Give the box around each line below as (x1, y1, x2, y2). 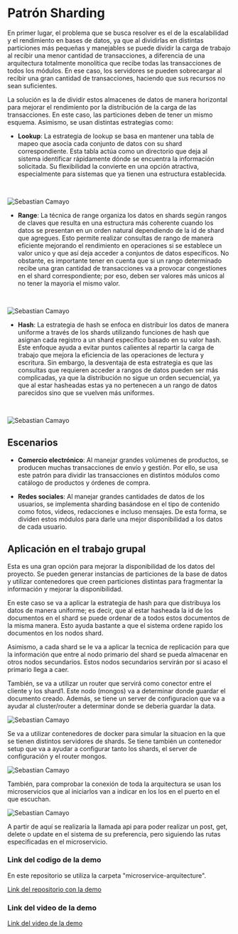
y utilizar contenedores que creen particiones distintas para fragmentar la (7, 577, 223, 585)
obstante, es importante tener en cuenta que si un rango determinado (17, 256, 222, 265)
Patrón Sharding (7, 5, 105, 21)
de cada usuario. (17, 522, 67, 531)
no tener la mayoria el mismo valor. (17, 279, 121, 288)
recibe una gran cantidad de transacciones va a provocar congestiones (17, 263, 227, 272)
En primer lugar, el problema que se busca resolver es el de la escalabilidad (7, 28, 229, 37)
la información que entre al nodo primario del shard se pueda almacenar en (7, 650, 228, 658)
